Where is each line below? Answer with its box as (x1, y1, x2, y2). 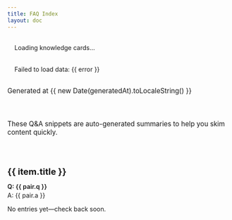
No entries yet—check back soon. (7, 205, 106, 214)
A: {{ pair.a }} (7, 191, 46, 200)
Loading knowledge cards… (14, 43, 95, 51)
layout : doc (7, 17, 42, 24)
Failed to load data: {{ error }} (14, 65, 100, 73)
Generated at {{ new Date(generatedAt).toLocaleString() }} (7, 86, 192, 95)
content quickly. (7, 128, 58, 137)
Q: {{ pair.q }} (7, 183, 47, 191)
